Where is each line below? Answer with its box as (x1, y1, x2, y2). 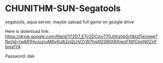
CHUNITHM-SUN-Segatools (5, 3, 121, 14)
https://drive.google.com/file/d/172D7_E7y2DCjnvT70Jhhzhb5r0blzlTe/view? (5, 33, 158, 39)
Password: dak (5, 53, 35, 59)
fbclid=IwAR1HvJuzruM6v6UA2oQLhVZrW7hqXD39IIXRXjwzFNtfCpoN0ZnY (5, 38, 157, 44)
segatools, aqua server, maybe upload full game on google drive (5, 19, 134, 25)
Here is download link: (5, 28, 50, 34)
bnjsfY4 (5, 44, 21, 49)
